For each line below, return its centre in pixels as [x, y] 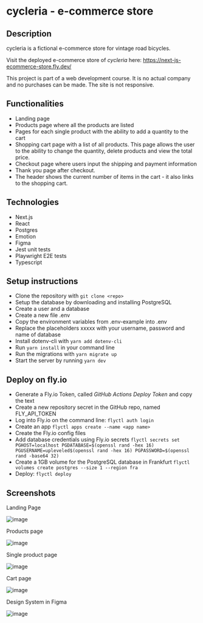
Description [29, 34]
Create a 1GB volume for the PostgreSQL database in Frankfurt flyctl [102, 462]
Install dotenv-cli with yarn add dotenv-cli [69, 341]
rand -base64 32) [37, 456]
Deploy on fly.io [37, 379]
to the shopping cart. [41, 183]
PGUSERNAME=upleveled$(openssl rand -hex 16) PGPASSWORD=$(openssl [102, 451]
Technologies [33, 202]
